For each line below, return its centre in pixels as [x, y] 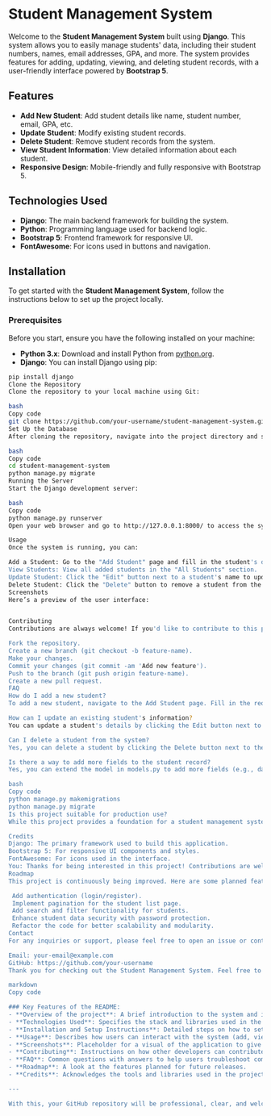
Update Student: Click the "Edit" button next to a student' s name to [129, 577]
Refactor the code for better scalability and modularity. [113, 926]
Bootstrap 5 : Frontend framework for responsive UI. [106, 237]
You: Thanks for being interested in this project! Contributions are [129, 867]
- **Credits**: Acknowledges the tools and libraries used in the [122, 1075]
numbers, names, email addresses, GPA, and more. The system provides [129, 53]
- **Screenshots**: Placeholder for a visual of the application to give [135, 1045]
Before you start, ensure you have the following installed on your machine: [132, 338]
